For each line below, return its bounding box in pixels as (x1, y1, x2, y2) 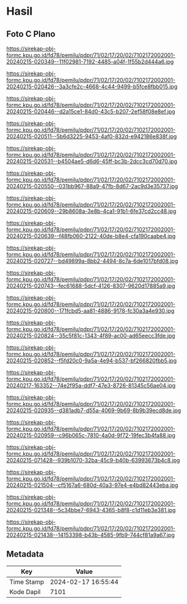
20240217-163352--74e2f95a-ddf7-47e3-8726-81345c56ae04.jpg (6, 382, 176, 389)
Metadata (6, 549, 44, 559)
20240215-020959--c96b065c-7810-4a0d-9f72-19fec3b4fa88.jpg (6, 432, 176, 439)
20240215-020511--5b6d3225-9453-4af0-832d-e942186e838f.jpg (6, 133, 177, 140)
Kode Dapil (9, 587, 41, 596)
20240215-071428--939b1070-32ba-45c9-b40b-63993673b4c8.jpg (6, 457, 180, 464)
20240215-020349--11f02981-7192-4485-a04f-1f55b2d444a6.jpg (6, 58, 174, 65)
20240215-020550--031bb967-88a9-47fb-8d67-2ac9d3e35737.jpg (6, 183, 178, 189)
